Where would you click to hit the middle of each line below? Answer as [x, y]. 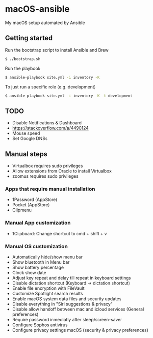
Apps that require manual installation [50, 189]
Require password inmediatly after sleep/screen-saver [67, 319]
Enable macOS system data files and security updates [67, 299]
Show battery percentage [38, 267]
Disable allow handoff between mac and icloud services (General [78, 309]
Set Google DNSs [30, 139]
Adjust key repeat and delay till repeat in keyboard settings [72, 278]
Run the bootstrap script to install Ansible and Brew [57, 50]
